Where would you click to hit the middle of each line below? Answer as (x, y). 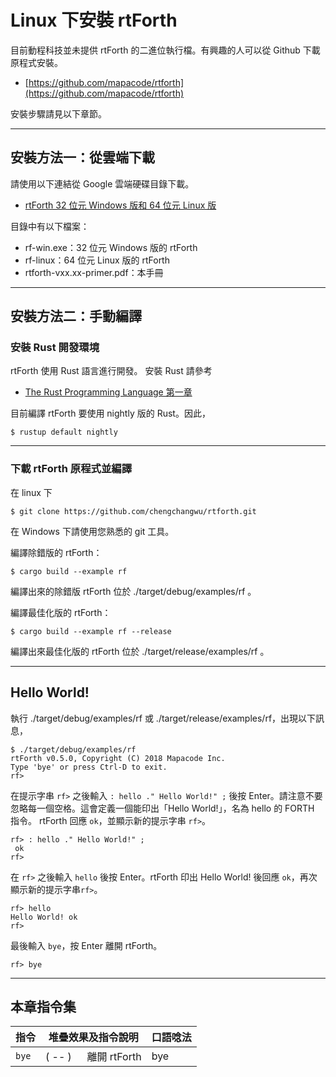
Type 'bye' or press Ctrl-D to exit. (89, 767)
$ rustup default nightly (64, 432)
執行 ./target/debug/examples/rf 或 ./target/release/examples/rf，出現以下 (163, 718)
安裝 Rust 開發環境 (55, 348)
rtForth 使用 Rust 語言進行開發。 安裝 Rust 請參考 (111, 371)
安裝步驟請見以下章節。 (58, 113)
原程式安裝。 (36, 62)
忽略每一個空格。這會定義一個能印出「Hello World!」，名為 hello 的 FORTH (162, 808)
